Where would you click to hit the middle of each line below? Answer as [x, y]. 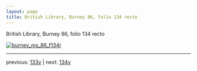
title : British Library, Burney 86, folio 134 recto [72, 17]
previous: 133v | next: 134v [39, 62]
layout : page [22, 11]
